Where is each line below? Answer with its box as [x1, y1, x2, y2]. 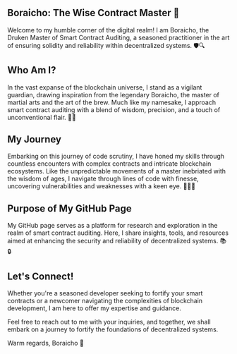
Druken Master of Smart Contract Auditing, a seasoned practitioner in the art [7, 33, 230, 42]
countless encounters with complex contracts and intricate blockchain [7, 159, 212, 168]
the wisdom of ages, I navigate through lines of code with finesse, [7, 174, 199, 183]
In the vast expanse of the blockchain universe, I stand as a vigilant [7, 83, 202, 92]
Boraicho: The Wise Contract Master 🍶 [7, 7, 180, 19]
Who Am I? [7, 64, 56, 76]
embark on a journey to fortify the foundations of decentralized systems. [7, 325, 219, 334]
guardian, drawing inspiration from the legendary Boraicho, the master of [7, 90, 220, 99]
